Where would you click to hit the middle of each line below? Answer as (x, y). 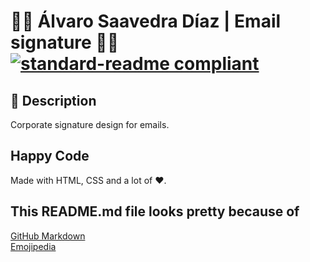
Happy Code (50, 156)
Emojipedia (33, 246)
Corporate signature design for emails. (90, 124)
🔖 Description (53, 100)
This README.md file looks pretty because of (155, 211)
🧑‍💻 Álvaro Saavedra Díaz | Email (146, 21)
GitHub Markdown (48, 236)
